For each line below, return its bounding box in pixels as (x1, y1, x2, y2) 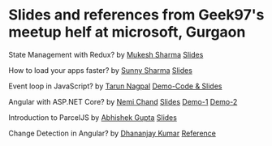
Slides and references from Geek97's (8, 6, 265, 24)
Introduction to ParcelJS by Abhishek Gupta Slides (8, 112, 177, 122)
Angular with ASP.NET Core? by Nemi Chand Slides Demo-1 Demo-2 (8, 97, 238, 106)
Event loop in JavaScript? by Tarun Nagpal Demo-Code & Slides (8, 81, 222, 91)
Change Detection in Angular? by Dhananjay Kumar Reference (8, 128, 217, 138)
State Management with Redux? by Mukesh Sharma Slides (8, 49, 204, 59)
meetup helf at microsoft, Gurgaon (8, 23, 246, 41)
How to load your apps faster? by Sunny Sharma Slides (8, 65, 193, 75)
